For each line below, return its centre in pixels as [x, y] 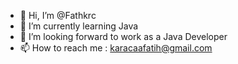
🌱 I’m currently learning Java [79, 26]
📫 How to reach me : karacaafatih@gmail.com [116, 48]
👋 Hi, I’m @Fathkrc [58, 15]
